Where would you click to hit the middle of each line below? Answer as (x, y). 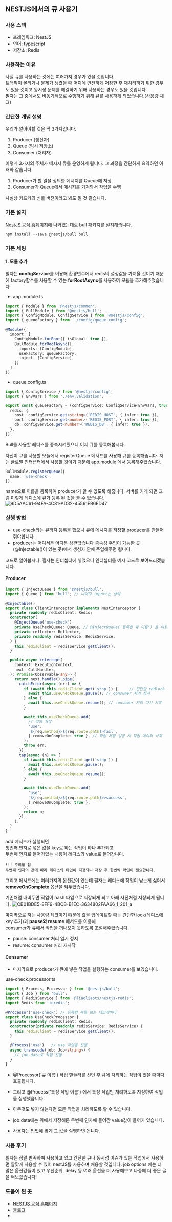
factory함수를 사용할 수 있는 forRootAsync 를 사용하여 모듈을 (72, 280)
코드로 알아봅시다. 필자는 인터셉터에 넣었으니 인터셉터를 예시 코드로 (72, 560)
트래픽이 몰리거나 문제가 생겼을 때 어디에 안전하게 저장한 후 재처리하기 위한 (80, 83)
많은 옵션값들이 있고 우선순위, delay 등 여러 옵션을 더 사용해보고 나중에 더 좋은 (83, 1170)
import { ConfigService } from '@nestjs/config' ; (59, 391)
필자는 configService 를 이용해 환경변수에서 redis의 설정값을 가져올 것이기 (80, 273)
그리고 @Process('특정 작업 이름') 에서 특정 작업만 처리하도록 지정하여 (83, 1092)
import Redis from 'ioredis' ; (38, 1003)
